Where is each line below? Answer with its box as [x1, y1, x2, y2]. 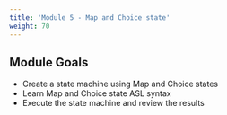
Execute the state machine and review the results [22, 98, 205, 109]
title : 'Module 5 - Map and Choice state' [9, 13, 170, 22]
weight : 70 [9, 22, 50, 31]
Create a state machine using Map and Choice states [22, 78, 218, 90]
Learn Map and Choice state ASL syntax [22, 88, 172, 99]
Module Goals [9, 55, 89, 70]
